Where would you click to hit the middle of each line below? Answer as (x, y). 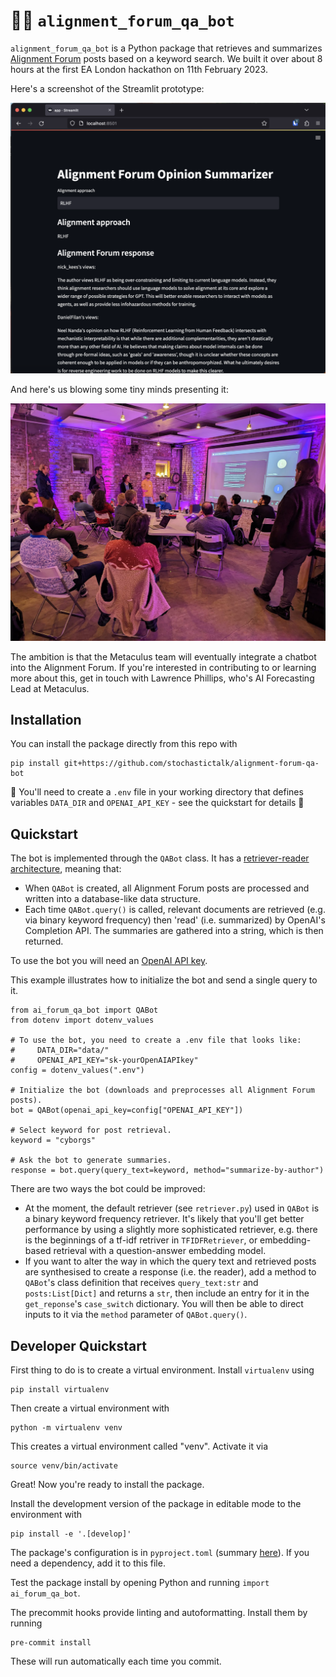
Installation (46, 719)
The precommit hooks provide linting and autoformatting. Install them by (159, 1612)
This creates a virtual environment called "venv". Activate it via (139, 1446)
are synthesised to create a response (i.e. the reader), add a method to (170, 1272)
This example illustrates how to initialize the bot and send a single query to (164, 980)
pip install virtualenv (60, 1389)
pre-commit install (51, 1642)
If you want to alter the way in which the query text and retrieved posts (170, 1261)
